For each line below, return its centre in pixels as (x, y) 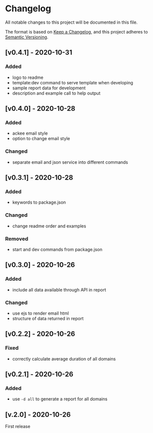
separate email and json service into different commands (70, 162)
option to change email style (41, 139)
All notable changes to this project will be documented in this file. (72, 22)
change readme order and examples (49, 226)
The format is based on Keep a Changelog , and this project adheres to (76, 32)
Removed (17, 239)
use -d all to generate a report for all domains (60, 399)
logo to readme (28, 77)
